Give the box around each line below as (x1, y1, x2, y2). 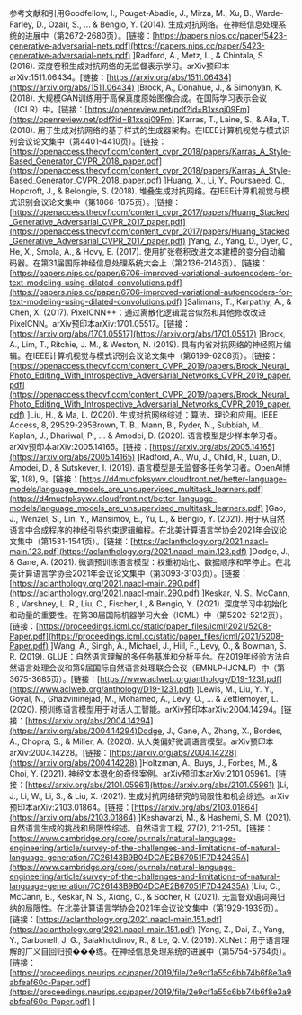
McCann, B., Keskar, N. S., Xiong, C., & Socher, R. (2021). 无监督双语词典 (9, 892, 278, 902)
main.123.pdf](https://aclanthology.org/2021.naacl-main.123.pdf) (9, 546, 247, 556)
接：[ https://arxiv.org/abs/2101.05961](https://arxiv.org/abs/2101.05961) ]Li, (9, 779, 289, 790)
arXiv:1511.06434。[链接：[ (9, 72, 110, 83)
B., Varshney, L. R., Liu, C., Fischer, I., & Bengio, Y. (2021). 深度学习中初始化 (9, 598, 288, 609)
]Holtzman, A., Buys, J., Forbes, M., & (138, 758, 278, 768)
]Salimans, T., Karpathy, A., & (183, 296, 292, 307)
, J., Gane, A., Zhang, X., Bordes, (161, 725, 283, 736)
